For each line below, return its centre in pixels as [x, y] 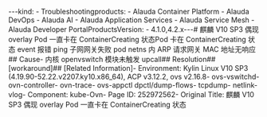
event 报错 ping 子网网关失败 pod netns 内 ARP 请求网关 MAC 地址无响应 [137, 49]
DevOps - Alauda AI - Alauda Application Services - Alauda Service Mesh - [132, 20]
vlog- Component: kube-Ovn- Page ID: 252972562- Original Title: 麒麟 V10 [132, 94]
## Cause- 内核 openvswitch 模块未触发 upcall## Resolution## [112, 59]
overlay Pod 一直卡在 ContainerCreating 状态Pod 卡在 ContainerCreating [128, 39]
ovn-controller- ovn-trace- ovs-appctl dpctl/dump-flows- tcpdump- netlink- [133, 85]
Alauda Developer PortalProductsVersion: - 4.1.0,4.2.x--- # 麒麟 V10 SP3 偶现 [133, 29]
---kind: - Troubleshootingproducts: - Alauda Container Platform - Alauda [129, 12]
